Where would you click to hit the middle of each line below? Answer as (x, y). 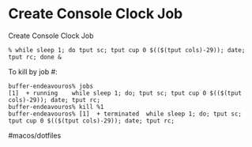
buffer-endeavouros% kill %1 (56, 107)
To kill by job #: (33, 71)
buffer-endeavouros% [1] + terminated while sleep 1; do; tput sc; (125, 114)
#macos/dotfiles (35, 135)
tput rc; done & (35, 57)
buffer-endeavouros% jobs (51, 86)
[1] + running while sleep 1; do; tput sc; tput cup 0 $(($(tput (125, 93)
